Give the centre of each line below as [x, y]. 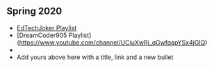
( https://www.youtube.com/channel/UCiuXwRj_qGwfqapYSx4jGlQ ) [112, 42]
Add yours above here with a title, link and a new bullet [95, 57]
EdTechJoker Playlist [47, 27]
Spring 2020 [34, 11]
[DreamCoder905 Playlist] [54, 35]
